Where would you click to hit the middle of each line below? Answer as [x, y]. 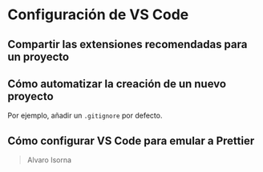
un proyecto [38, 56]
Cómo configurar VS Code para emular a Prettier [131, 140]
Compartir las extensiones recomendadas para [127, 44]
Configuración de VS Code [98, 15]
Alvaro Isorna [49, 160]
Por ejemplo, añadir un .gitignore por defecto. [85, 116]
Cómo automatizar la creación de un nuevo [117, 84]
